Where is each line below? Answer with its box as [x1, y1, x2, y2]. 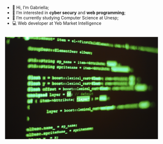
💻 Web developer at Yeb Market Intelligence [12, 20, 102, 26]
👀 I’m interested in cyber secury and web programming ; [12, 10, 126, 16]
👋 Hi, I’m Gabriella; [12, 5, 49, 10]
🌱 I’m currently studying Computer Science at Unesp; [12, 15, 119, 20]
